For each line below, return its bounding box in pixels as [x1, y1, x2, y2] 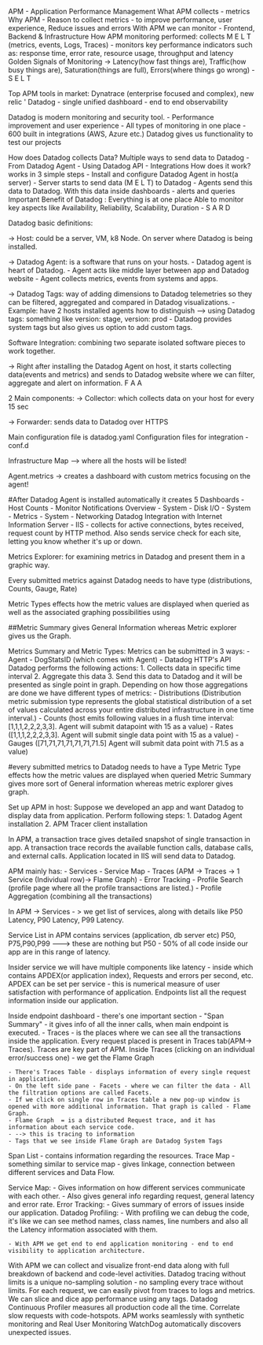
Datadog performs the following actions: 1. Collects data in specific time [8, 663, 241, 672]
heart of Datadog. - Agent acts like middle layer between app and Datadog [8, 265, 250, 275]
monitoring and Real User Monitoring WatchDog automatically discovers [8, 1319, 242, 1328]
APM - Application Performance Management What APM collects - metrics [8, 7, 250, 16]
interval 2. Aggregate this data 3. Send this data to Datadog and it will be [8, 672, 243, 680]
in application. [8, 1075, 61, 1083]
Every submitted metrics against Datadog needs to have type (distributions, [8, 576, 253, 585]
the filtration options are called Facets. [8, 1089, 153, 1097]
